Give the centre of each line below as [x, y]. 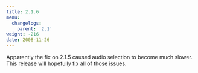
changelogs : [27, 23]
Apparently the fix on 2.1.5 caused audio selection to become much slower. [100, 57]
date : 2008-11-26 [28, 40]
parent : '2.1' [35, 29]
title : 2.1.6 [23, 12]
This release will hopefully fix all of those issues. [66, 63]
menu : [13, 17]
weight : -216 [23, 34]
